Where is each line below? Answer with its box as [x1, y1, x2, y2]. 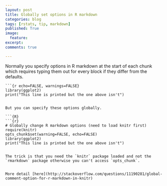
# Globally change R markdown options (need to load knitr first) [5, 123, 147, 128]
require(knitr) [5, 127, 37, 132]
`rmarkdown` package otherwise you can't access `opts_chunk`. [5, 158, 140, 163]
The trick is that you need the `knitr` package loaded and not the [5, 154, 151, 159]
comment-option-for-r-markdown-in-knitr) [5, 175, 93, 181]
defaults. [5, 73, 24, 79]
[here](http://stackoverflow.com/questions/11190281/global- [32, 171, 163, 176]
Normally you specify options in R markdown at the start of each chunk [5, 63, 152, 69]
